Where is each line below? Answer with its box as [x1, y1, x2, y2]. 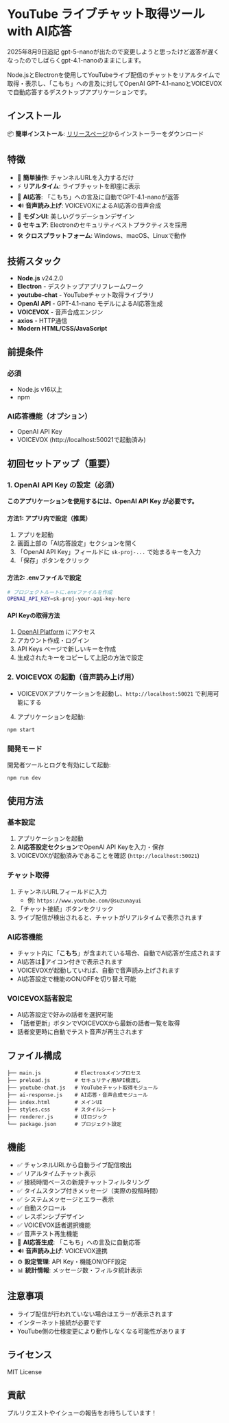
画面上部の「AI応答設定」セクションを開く [16, 539, 138, 547]
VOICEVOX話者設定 [7, 993, 73, 1003]
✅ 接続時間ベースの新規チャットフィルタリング [16, 1178, 150, 1186]
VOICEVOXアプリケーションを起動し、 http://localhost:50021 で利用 [16, 689, 214, 698]
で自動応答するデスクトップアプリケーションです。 [7, 87, 151, 96]
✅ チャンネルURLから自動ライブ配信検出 [16, 1160, 132, 1169]
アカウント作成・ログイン [16, 637, 90, 645]
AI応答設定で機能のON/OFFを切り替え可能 [16, 975, 136, 983]
